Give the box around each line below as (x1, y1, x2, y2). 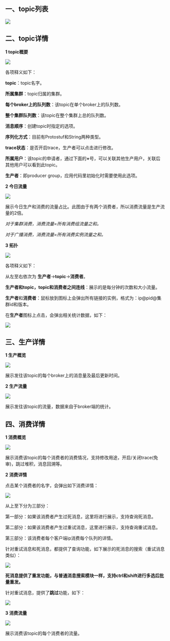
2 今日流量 (5, 183, 27, 189)
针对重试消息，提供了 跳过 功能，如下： (5, 590, 85, 596)
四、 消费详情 (5, 420, 46, 428)
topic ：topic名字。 (5, 80, 45, 86)
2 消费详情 (5, 471, 27, 478)
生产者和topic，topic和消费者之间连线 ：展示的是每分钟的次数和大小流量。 (5, 284, 160, 290)
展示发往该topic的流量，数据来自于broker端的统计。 (5, 403, 114, 410)
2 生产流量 (5, 383, 27, 389)
